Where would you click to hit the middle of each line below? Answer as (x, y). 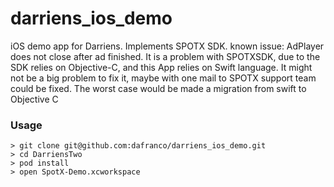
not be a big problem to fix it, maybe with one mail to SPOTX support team (163, 78)
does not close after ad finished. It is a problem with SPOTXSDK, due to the (165, 56)
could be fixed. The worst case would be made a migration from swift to (158, 88)
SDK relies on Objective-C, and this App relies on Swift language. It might (161, 67)
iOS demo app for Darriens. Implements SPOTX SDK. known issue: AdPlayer (167, 46)
